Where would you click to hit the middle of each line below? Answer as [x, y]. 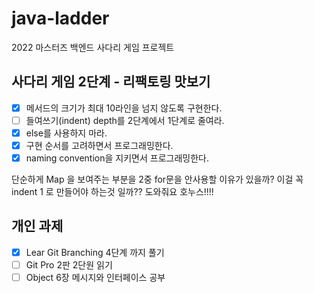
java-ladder [60, 18]
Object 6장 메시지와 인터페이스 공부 [95, 277]
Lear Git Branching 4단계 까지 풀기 [95, 252]
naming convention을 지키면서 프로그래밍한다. [117, 158]
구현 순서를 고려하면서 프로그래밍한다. [99, 145]
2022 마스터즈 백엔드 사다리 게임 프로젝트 [93, 47]
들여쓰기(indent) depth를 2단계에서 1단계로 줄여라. [125, 120]
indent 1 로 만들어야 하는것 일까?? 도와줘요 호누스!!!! [112, 192]
